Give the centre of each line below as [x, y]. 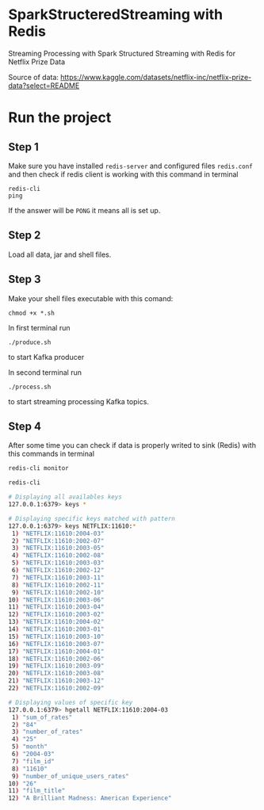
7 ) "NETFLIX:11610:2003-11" [58, 577]
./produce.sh [30, 342]
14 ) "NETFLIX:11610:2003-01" [56, 629]
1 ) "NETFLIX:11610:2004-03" [58, 533]
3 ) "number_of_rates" [47, 732]
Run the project [60, 118]
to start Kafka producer [46, 357]
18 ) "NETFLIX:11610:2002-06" [56, 659]
